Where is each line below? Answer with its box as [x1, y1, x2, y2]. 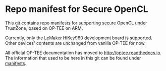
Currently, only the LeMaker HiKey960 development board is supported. [5, 35, 153, 41]
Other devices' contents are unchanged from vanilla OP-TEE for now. [5, 40, 146, 46]
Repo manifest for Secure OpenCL [5, 3, 149, 15]
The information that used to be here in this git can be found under [5, 55, 141, 61]
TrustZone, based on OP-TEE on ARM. [5, 25, 83, 31]
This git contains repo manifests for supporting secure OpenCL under [5, 20, 147, 26]
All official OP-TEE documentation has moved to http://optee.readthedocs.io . [5, 50, 162, 56]
